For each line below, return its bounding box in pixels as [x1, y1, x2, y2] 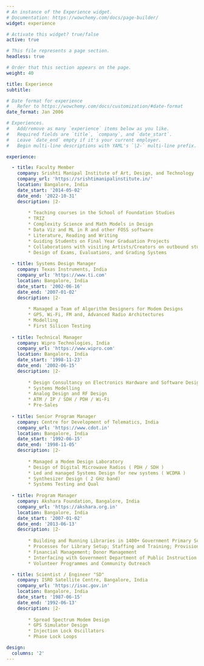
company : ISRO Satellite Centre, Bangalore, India [17, 577, 148, 583]
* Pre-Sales [28, 402, 59, 408]
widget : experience [6, 20, 56, 26]
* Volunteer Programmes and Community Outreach [28, 560, 151, 566]
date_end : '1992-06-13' [17, 600, 78, 606]
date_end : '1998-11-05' [17, 442, 78, 448]
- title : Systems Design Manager [12, 261, 97, 267]
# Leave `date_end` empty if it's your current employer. [6, 137, 162, 143]
